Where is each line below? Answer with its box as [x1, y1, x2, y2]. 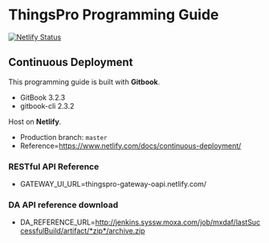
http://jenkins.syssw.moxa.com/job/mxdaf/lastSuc [95, 217, 261, 227]
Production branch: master [19, 132, 108, 142]
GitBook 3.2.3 [19, 93, 66, 102]
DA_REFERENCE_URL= [19, 217, 96, 227]
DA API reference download [8, 199, 119, 210]
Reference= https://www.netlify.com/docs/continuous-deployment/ [19, 141, 242, 150]
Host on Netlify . [8, 117, 62, 126]
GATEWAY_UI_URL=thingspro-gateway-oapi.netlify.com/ [19, 179, 207, 189]
